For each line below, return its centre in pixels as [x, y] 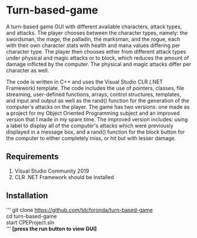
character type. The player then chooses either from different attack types [96, 51]
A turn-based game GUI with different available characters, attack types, [94, 27]
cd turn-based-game [31, 216]
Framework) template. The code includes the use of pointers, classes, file [95, 88]
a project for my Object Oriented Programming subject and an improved [93, 113]
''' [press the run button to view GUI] [51, 229]
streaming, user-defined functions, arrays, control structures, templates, [94, 94]
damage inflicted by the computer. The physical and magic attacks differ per [98, 64]
